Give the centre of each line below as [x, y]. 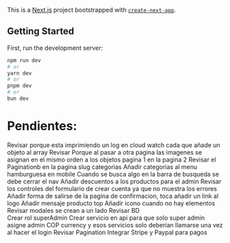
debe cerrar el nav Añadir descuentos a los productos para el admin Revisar [114, 181]
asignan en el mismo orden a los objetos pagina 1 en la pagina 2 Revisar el [112, 159]
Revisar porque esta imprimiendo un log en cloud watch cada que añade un [114, 145]
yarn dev [20, 73]
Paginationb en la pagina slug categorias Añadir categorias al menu [102, 166]
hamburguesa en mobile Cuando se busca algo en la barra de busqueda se [113, 174]
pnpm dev [20, 86]
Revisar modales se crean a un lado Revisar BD [74, 210]
